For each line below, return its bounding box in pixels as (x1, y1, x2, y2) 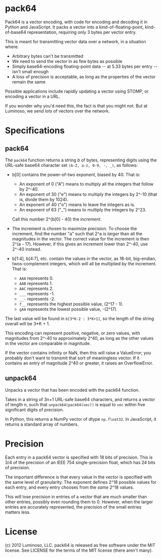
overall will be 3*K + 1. (5, 320, 50, 326)
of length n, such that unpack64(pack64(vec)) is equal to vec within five (5, 401, 146, 407)
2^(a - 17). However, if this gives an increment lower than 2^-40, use (12, 241, 148, 247)
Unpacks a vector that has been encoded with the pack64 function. (5, 387, 140, 393)
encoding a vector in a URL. (5, 93, 60, 99)
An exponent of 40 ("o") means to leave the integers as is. (19, 202, 135, 207)
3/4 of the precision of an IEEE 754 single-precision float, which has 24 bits (5, 459, 156, 465)
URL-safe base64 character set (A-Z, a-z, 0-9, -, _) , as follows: (5, 162, 138, 168)
